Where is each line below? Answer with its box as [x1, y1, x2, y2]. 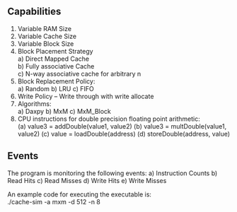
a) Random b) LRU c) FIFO [17, 84, 94, 93]
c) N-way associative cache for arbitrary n [17, 69, 141, 78]
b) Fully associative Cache [17, 61, 95, 70]
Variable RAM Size [17, 24, 72, 33]
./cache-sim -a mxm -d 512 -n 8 [7, 197, 101, 206]
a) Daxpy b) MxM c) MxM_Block [17, 107, 112, 115]
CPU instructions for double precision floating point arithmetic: [17, 114, 200, 123]
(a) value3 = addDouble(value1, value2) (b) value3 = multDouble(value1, [17, 122, 227, 130]
